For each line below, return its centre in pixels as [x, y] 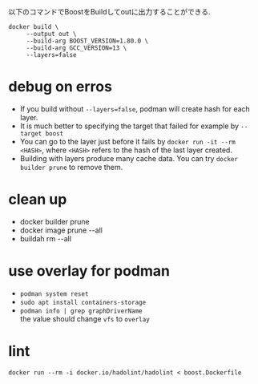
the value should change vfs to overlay [85, 318]
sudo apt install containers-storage [83, 302]
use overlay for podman [89, 271]
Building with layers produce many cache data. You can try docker [129, 158]
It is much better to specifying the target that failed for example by [129, 126]
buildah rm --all [46, 238]
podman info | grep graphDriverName [81, 311]
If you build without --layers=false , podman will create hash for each [135, 109]
